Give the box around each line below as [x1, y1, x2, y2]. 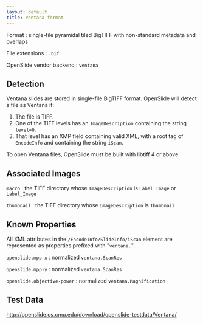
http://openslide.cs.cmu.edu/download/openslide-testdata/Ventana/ [6, 311, 177, 318]
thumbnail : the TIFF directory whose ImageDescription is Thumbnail [6, 202, 175, 209]
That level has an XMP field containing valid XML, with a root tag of [15, 133, 184, 140]
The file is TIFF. [15, 113, 54, 120]
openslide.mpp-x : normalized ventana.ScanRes [6, 253, 122, 261]
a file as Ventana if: [6, 102, 55, 109]
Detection [6, 78, 44, 89]
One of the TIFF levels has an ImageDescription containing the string [15, 120, 187, 127]
